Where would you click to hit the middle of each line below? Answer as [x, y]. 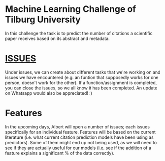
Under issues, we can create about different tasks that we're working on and [83, 72]
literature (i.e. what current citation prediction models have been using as [79, 137]
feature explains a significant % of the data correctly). [60, 153]
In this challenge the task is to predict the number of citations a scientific [79, 33]
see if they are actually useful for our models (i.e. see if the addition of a [78, 148]
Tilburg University [43, 20]
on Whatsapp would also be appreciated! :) [49, 93]
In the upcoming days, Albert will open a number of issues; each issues [78, 126]
